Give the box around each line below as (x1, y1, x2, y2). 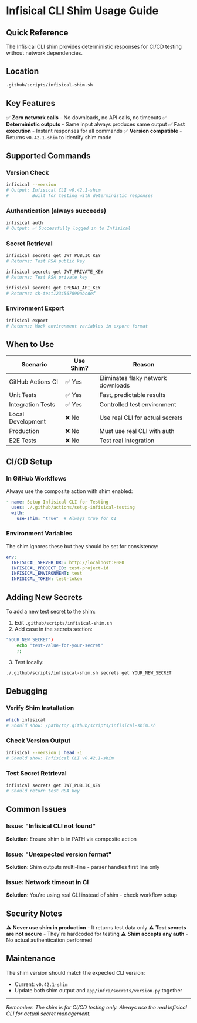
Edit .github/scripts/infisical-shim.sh (14, 619, 113, 626)
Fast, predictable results (99, 391, 166, 399)
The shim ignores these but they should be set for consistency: (6, 542, 158, 549)
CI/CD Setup (6, 456, 53, 466)
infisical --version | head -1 (6, 750, 83, 756)
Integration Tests (9, 401, 56, 409)
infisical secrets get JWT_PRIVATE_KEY (6, 269, 104, 275)
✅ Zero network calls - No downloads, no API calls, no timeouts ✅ (6, 114, 167, 121)
